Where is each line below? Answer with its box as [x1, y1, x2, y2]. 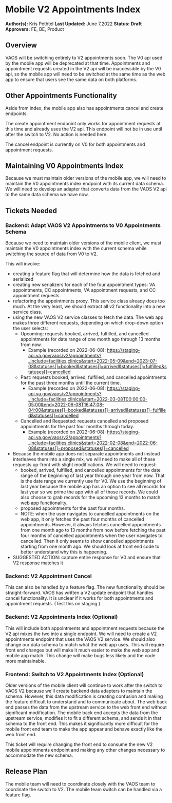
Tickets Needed [5, 206, 58, 215]
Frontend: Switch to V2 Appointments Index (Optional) [5, 671, 144, 678]
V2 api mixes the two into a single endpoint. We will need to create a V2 [5, 630, 157, 637]
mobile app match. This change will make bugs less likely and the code [5, 652, 156, 658]
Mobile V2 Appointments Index [5, 4, 141, 15]
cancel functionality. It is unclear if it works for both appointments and [5, 595, 154, 601]
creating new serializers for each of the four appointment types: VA [12, 281, 156, 288]
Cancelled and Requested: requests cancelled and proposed [20, 418, 149, 424]
